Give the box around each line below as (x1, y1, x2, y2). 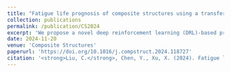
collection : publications (7, 16, 81, 23)
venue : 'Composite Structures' (7, 42, 97, 49)
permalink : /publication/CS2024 (7, 23, 100, 29)
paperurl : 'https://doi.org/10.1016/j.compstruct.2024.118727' (7, 49, 192, 56)
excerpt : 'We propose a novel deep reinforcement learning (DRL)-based (7, 29, 217, 36)
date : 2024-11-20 (7, 36, 57, 43)
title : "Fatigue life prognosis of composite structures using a (7, 10, 198, 17)
